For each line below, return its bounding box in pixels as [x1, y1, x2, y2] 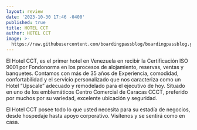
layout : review [6, 8, 43, 15]
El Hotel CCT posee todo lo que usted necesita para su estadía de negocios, [6, 106, 191, 113]
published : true [6, 19, 46, 25]
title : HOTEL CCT [6, 25, 49, 31]
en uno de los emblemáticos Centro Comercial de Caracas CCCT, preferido [6, 88, 188, 95]
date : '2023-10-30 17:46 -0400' [6, 14, 85, 20]
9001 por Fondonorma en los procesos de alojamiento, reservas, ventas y [6, 63, 184, 70]
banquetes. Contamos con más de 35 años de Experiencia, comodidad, [6, 70, 179, 77]
